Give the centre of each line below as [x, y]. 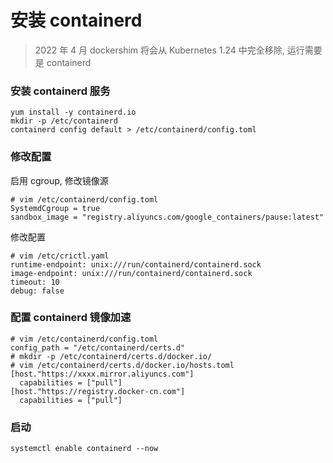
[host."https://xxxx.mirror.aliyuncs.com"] [102, 374]
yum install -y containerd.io [73, 112]
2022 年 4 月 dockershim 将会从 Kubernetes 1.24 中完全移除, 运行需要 [178, 50]
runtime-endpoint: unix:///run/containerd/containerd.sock [136, 264]
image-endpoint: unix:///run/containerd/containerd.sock [131, 273]
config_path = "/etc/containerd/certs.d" [98, 347]
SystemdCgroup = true [55, 208]
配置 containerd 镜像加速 [71, 318]
